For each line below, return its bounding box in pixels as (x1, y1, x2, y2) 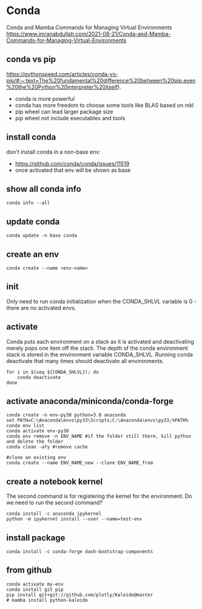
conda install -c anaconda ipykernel (6, 511, 102, 517)
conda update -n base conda (6, 233, 78, 239)
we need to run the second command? (6, 499, 103, 506)
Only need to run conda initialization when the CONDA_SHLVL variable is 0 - (6, 298, 197, 305)
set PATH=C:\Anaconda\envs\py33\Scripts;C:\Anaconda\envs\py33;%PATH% (6, 417, 189, 424)
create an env (6, 249, 59, 259)
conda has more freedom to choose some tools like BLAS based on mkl (15, 101, 194, 109)
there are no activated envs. (6, 304, 76, 311)
